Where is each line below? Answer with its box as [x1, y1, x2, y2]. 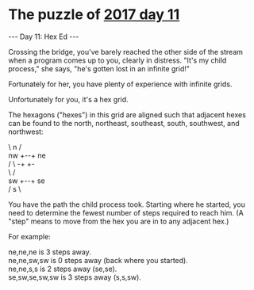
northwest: [8, 127, 44, 136]
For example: [8, 231, 52, 241]
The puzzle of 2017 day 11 [8, 6, 180, 24]
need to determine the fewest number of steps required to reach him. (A [8, 208, 244, 217]
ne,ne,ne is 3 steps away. [8, 247, 91, 257]
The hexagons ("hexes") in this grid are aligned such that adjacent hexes [8, 109, 246, 120]
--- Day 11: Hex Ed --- [8, 32, 79, 41]
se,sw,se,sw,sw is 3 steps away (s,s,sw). [8, 272, 141, 282]
